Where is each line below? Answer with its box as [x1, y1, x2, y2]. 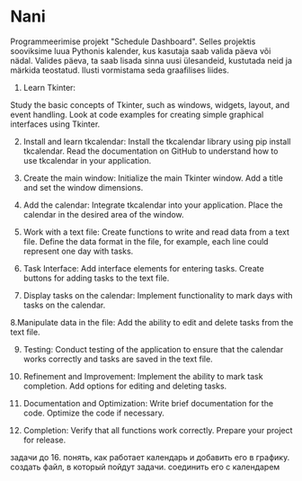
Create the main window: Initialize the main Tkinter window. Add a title [22, 173, 284, 183]
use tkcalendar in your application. [22, 155, 152, 165]
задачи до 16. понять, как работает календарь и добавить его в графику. [10, 451, 290, 462]
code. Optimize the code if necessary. [22, 407, 164, 418]
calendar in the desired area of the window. [22, 209, 184, 219]
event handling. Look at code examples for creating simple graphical [10, 109, 264, 120]
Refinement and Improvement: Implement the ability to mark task [22, 370, 263, 381]
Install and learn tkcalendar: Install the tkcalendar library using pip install [22, 136, 291, 147]
